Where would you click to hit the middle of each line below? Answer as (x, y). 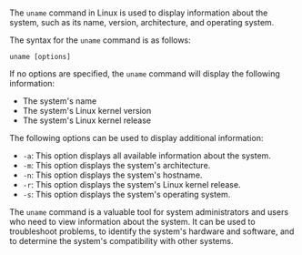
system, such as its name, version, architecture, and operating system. (142, 23)
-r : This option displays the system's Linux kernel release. (131, 185)
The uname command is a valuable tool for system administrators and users (149, 212)
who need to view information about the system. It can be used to (133, 222)
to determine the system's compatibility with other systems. (121, 241)
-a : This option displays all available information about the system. (146, 156)
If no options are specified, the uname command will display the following (145, 74)
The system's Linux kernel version (87, 111)
